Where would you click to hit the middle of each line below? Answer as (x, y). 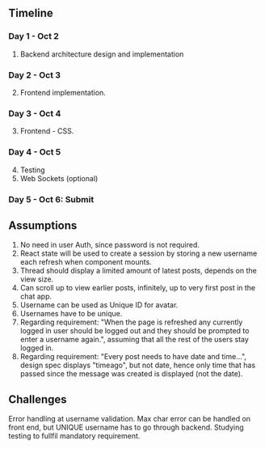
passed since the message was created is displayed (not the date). (131, 374)
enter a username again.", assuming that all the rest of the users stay (134, 340)
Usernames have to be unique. (71, 314)
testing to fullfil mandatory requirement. (74, 436)
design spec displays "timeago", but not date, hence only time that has (138, 365)
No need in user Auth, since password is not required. (109, 245)
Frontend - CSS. (47, 131)
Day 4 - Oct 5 (35, 152)
